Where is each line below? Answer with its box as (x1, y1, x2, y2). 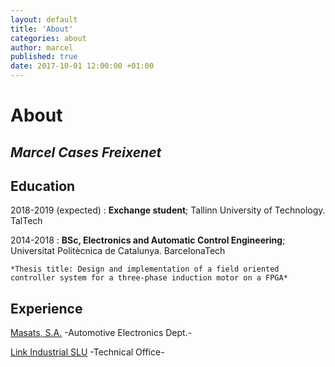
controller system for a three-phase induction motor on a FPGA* (10, 273, 288, 283)
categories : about (10, 33, 87, 43)
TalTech (10, 215, 43, 227)
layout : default (10, 14, 78, 25)
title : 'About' (10, 24, 74, 34)
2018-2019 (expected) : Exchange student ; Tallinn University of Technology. (10, 204, 326, 216)
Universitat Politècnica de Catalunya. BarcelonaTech (10, 245, 226, 257)
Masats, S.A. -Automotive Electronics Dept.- (10, 327, 193, 339)
